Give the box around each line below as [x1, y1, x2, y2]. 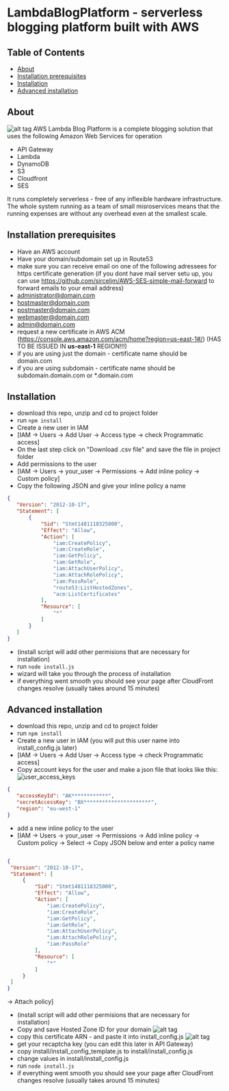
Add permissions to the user [16, 460, 97, 468]
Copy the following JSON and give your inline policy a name [16, 481, 186, 490]
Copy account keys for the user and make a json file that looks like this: [16, 766, 218, 774]
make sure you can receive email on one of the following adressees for [16, 262, 217, 270]
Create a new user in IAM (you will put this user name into [16, 736, 180, 744]
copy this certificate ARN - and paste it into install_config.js [16, 1033, 184, 1041]
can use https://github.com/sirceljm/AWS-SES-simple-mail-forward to [16, 276, 215, 285]
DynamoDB [16, 160, 49, 168]
